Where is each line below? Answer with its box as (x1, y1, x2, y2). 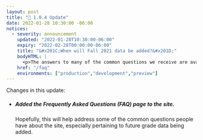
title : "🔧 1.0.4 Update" (6, 14, 69, 20)
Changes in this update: (6, 87, 65, 94)
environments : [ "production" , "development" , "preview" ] (17, 70, 158, 76)
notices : (6, 25, 28, 32)
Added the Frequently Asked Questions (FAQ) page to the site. (14, 100, 175, 108)
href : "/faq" (17, 64, 50, 71)
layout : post (6, 8, 39, 15)
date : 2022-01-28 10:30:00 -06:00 (6, 20, 94, 26)
